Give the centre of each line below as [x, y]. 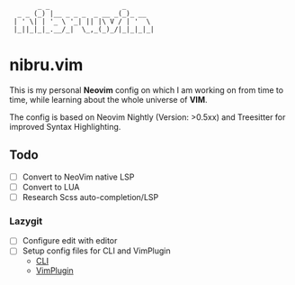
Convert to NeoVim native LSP [78, 177]
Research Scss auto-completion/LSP [90, 197]
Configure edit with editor [70, 241]
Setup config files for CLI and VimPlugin [96, 251]
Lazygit [26, 221]
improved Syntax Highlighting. [65, 126]
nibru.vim [46, 65]
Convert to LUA [51, 187]
